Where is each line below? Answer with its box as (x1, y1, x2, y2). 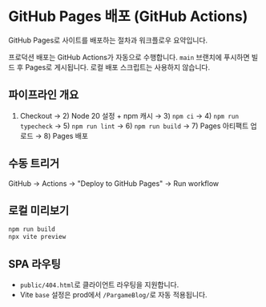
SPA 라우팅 (8, 257, 62, 271)
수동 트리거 (8, 157, 60, 171)
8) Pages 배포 (43, 131, 89, 140)
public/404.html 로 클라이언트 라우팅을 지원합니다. (19, 280, 179, 289)
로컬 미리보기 (8, 204, 70, 217)
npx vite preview (8, 233, 66, 241)
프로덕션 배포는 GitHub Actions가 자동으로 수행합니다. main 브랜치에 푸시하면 (8, 52, 250, 62)
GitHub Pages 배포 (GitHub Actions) (8, 7, 248, 26)
